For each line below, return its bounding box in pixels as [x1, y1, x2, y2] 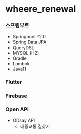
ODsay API [12, 117, 35, 123]
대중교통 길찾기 [20, 123, 50, 129]
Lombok [12, 61, 30, 67]
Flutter [5, 79, 22, 86]
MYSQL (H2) [12, 50, 39, 56]
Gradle [12, 55, 27, 61]
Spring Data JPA [12, 39, 47, 46]
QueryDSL [12, 44, 34, 51]
